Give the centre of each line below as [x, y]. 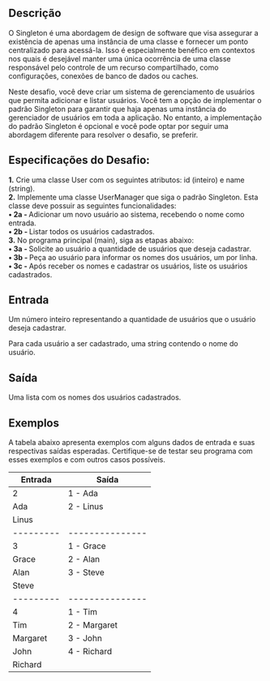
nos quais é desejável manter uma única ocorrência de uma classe [120, 58]
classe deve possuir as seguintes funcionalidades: [92, 205]
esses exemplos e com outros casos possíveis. [87, 460]
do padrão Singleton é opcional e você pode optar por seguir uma [118, 126]
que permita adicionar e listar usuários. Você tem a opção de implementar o [135, 100]
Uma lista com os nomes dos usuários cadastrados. [95, 397]
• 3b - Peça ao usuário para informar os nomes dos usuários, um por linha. [133, 257]
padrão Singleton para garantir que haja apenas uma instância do [118, 109]
